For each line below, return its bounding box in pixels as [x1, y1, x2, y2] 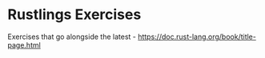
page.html [7, 40, 41, 49]
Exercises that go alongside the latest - [7, 32, 137, 41]
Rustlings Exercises [7, 6, 142, 24]
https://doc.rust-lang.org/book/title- [138, 32, 257, 41]
